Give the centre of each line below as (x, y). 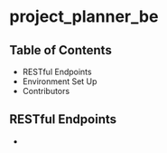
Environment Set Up (60, 81)
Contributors (46, 91)
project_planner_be (84, 17)
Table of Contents (61, 50)
